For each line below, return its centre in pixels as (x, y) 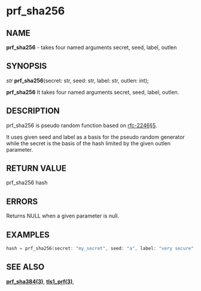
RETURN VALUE (36, 169)
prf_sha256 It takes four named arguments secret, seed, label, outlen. (93, 92)
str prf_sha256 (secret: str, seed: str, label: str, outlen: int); (77, 80)
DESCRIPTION (33, 111)
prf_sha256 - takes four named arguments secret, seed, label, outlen (92, 47)
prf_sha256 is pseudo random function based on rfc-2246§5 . (82, 125)
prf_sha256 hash (27, 183)
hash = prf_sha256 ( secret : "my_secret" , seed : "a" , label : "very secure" (100, 249)
